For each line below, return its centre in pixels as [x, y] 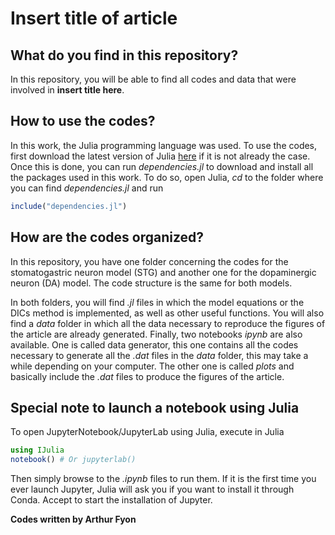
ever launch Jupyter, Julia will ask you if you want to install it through [152, 489]
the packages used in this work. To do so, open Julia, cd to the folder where [167, 177]
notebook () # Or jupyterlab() [73, 460]
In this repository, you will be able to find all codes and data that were [153, 79]
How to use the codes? [83, 121]
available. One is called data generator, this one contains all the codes [154, 344]
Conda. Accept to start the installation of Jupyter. [111, 500]
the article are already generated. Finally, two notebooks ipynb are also [156, 334]
